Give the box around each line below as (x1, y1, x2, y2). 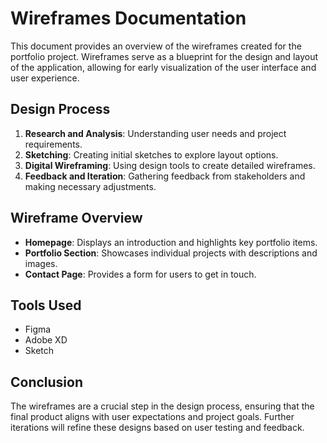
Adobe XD (24, 334, 68, 346)
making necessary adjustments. (24, 180, 157, 192)
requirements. (24, 138, 83, 150)
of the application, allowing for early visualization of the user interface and (10, 61, 317, 73)
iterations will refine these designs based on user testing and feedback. (10, 422, 305, 434)
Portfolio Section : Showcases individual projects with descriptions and (24, 247, 318, 259)
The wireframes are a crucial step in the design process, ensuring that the (10, 400, 315, 412)
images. (24, 257, 58, 269)
